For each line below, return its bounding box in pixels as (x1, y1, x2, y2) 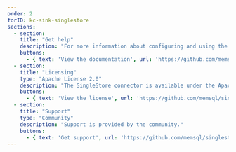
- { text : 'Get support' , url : (25, 134, 118, 141)
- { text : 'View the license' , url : (25, 95, 133, 102)
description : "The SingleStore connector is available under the (20, 82, 216, 89)
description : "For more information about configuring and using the (20, 43, 228, 50)
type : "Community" (20, 114, 74, 121)
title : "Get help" (20, 36, 74, 43)
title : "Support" (20, 108, 71, 115)
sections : (7, 23, 37, 30)
